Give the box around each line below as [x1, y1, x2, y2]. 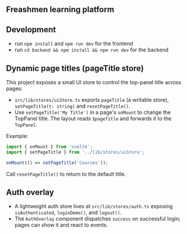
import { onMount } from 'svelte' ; [6, 144, 93, 150]
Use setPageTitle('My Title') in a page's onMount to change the [14, 109, 171, 116]
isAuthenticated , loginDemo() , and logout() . [14, 209, 122, 216]
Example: [6, 133, 29, 140]
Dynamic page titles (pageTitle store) [6, 63, 144, 73]
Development [6, 25, 57, 35]
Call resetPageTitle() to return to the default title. [6, 170, 126, 177]
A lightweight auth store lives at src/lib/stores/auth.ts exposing [14, 203, 174, 210]
